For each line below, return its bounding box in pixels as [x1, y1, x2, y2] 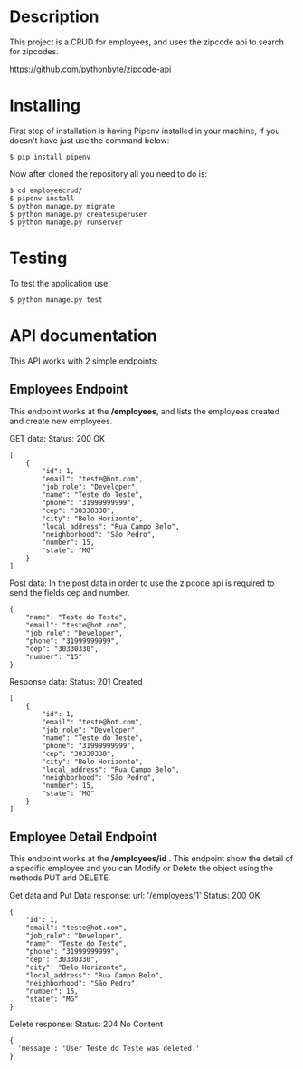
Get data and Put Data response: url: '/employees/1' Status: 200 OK [9, 890, 260, 901]
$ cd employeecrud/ [9, 186, 83, 195]
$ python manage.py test [9, 295, 103, 305]
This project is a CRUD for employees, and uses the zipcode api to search [9, 36, 285, 47]
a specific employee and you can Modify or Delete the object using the [9, 863, 274, 874]
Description [9, 6, 99, 27]
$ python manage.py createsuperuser [9, 209, 147, 219]
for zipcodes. [9, 45, 59, 56]
